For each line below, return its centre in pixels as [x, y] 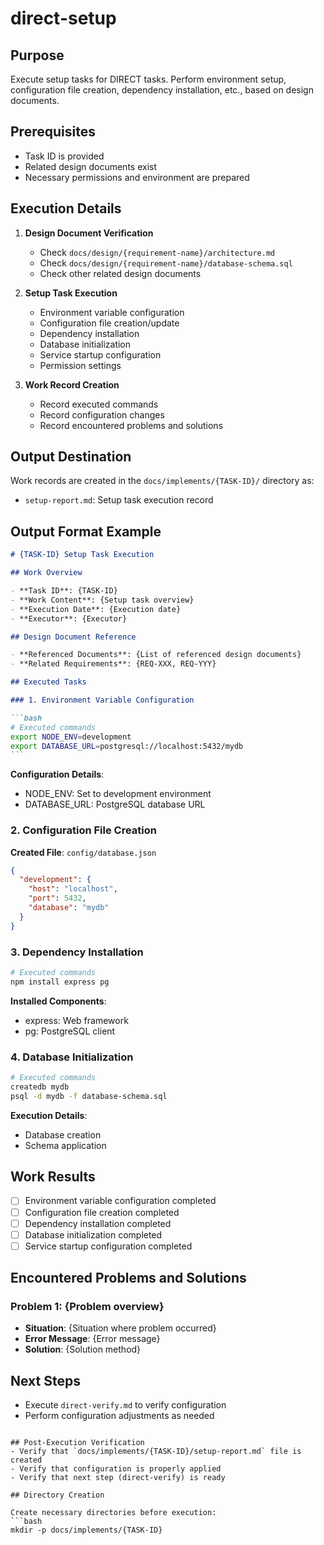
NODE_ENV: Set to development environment [118, 794]
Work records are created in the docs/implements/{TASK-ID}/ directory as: [162, 481]
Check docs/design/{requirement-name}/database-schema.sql [166, 263]
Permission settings [80, 365]
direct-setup [63, 18]
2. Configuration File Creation [84, 830]
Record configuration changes [102, 414]
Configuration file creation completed [102, 1212]
